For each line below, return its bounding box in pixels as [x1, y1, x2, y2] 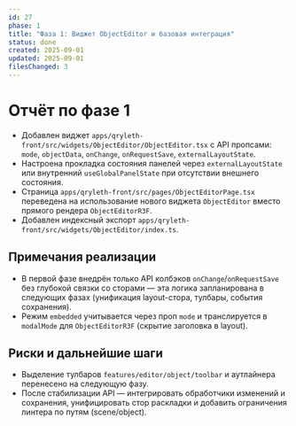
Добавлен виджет [20, 129, 90, 140]
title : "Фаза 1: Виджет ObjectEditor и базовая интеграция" [8, 29, 236, 38]
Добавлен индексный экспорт [20, 214, 136, 225]
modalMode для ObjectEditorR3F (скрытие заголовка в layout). [20, 320, 249, 330]
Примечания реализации [8, 250, 157, 265]
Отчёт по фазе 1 [8, 101, 130, 120]
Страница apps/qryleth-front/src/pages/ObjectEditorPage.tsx [20, 186, 255, 197]
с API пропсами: [210, 139, 272, 150]
